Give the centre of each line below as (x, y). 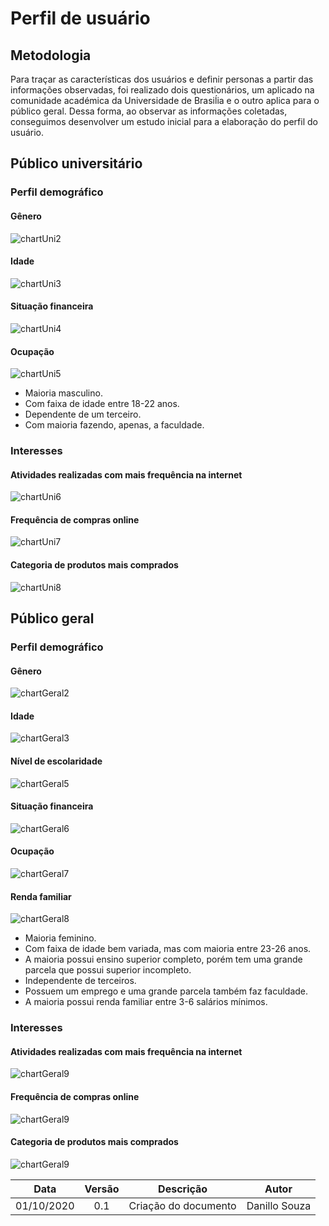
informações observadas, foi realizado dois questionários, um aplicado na (162, 90)
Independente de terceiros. (80, 981)
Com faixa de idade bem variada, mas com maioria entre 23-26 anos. (168, 949)
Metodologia (51, 55)
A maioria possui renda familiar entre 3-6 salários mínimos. (146, 1002)
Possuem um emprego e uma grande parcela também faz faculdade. (166, 991)
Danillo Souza (279, 1205)
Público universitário (76, 163)
